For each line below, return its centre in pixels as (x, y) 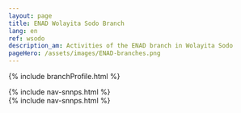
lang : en (23, 31)
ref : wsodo (27, 38)
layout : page (30, 16)
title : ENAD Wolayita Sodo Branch (67, 23)
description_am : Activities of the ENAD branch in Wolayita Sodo (120, 46)
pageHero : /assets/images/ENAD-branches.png (85, 53)
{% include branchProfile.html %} (64, 76)
